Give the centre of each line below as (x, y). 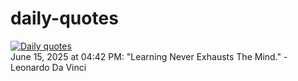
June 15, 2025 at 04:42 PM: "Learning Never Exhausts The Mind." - (149, 56)
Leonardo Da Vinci (48, 67)
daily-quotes (64, 18)
